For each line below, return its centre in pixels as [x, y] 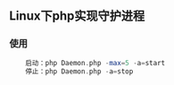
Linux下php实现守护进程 [77, 16]
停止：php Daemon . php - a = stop [79, 71]
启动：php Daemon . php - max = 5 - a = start [95, 63]
